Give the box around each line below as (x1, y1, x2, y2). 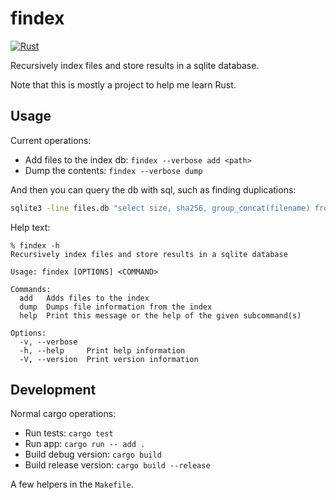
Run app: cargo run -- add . (24, 438, 146, 450)
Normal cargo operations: (10, 408, 117, 420)
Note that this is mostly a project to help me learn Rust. (10, 78, 237, 91)
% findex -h (10, 240, 60, 251)
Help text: (10, 221, 51, 233)
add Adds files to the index (19, 293, 150, 303)
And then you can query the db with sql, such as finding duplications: (10, 183, 297, 196)
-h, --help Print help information (19, 345, 186, 356)
